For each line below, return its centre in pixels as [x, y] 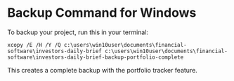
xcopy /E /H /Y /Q [34, 45]
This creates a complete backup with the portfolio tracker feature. [103, 70]
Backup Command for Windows [102, 13]
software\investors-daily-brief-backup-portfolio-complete [96, 57]
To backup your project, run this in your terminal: [78, 32]
